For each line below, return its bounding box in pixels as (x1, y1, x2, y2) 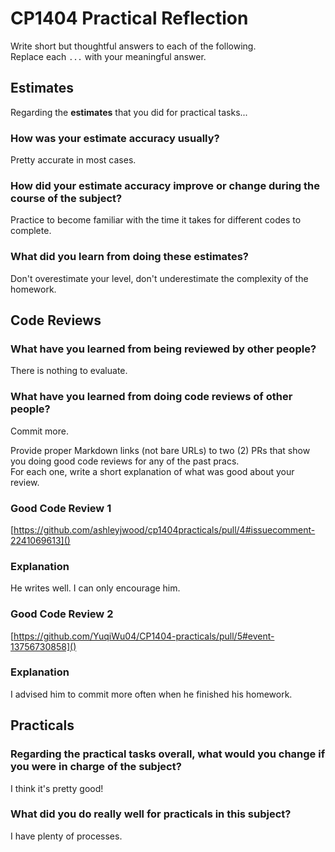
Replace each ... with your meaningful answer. (10, 50, 207, 62)
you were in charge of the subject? (10, 760, 182, 774)
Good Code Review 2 (10, 607, 114, 621)
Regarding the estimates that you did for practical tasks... (10, 106, 248, 118)
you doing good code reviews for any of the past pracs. (10, 455, 240, 467)
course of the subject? (10, 191, 123, 205)
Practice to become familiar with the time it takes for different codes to (10, 214, 302, 226)
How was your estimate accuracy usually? (10, 131, 220, 145)
